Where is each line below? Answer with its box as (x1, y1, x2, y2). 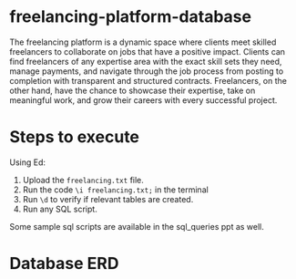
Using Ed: (9, 157, 46, 168)
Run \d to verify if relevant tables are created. (22, 193, 194, 204)
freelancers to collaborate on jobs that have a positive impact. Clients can (9, 46, 285, 57)
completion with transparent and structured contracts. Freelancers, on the (9, 75, 287, 86)
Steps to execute (9, 127, 139, 148)
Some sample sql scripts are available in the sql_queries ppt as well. (9, 221, 264, 232)
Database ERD (9, 253, 119, 274)
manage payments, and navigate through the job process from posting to (9, 66, 284, 77)
